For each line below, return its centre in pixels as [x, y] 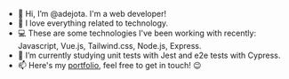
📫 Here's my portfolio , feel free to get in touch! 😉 [109, 65]
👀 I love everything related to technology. [93, 23]
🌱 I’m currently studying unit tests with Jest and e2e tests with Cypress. [149, 55]
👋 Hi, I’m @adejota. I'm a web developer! [92, 14]
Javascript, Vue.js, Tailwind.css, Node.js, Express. [109, 46]
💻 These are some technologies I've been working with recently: [136, 33]
